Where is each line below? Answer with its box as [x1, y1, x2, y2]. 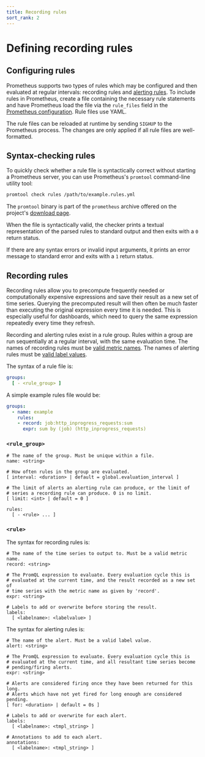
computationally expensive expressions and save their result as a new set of [6, 293, 199, 301]
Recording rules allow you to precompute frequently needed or [6, 286, 165, 294]
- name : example [12, 409, 53, 415]
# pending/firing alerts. [6, 664, 72, 671]
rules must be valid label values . [6, 351, 88, 358]
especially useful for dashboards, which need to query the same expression [6, 313, 198, 320]
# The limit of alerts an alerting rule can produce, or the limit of [6, 485, 190, 491]
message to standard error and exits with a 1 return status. [6, 253, 154, 260]
